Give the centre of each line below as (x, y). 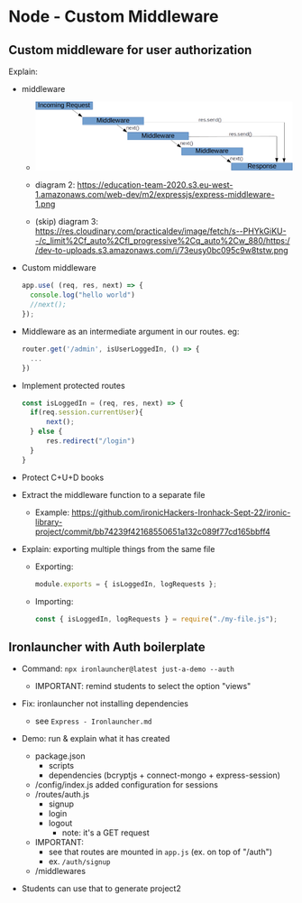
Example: (52, 512)
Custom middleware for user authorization (130, 50)
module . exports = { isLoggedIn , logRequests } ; (126, 584)
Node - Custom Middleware (114, 17)
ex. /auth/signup (79, 862)
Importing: (54, 601)
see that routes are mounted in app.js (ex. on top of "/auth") (160, 852)
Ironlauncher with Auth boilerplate (107, 647)
